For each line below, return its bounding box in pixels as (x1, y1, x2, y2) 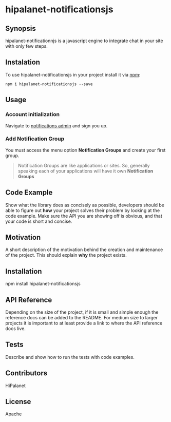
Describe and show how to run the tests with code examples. (5, 354, 135, 360)
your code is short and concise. (5, 218, 72, 224)
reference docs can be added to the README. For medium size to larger (5, 315, 158, 321)
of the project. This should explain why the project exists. (5, 252, 127, 258)
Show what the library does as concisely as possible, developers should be (5, 202, 164, 208)
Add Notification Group (5, 135, 65, 142)
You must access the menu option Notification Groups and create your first (5, 147, 166, 153)
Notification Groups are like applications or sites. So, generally (17, 162, 150, 168)
